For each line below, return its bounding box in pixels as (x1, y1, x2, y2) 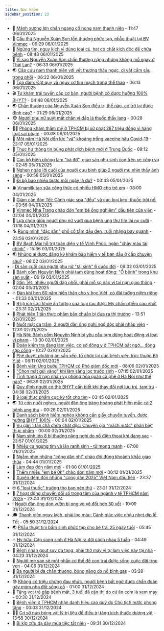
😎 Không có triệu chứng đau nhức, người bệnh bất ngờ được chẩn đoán (12, 579, 158, 584)
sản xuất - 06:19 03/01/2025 (12, 274, 70, 280)
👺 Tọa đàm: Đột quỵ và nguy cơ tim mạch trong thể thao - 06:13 (12, 79, 141, 85)
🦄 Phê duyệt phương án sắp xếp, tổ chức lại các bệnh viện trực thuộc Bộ (12, 352, 158, 358)
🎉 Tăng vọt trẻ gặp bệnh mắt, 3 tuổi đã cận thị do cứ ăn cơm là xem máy (12, 589, 158, 595)
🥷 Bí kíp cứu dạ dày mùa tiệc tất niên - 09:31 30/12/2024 (12, 620, 126, 626)
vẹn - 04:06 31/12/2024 (12, 563, 60, 569)
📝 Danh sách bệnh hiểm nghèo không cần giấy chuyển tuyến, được (12, 412, 148, 418)
